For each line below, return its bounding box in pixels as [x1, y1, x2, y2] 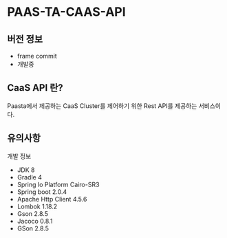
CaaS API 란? [7, 82, 63, 94]
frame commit [17, 52, 57, 60]
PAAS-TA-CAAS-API [7, 4, 126, 20]
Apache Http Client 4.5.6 [17, 195, 87, 203]
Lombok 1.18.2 [17, 202, 58, 210]
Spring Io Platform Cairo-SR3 [17, 180, 100, 188]
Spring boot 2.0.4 [17, 187, 67, 196]
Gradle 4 [17, 173, 43, 181]
